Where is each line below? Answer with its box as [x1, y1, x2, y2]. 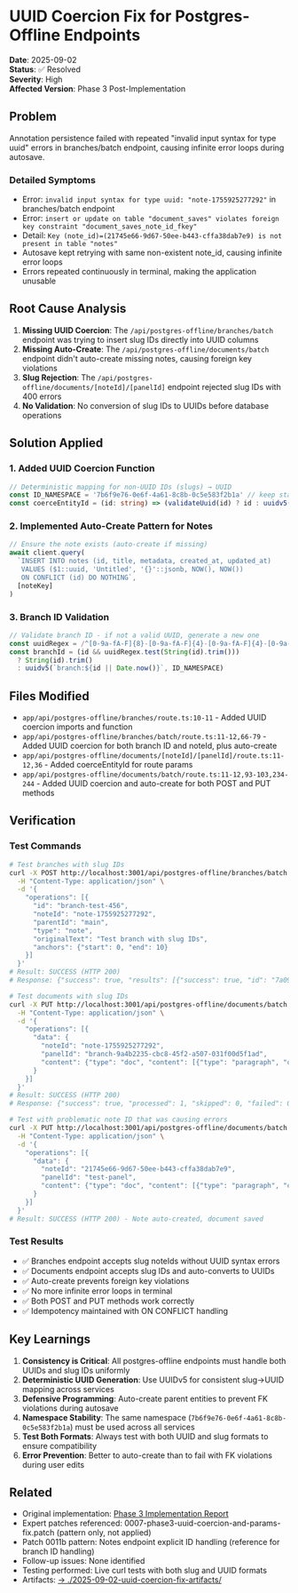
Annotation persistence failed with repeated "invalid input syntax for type [9, 132, 277, 143]
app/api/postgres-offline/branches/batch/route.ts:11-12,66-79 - [21, 731, 267, 742]
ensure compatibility [21, 1440, 98, 1451]
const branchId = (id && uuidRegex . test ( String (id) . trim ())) [9, 647, 240, 657]
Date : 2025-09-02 [9, 54, 77, 65]
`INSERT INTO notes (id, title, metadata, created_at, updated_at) [17, 557, 272, 566]
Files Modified [9, 689, 90, 704]
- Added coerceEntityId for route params [43, 760, 193, 770]
